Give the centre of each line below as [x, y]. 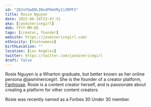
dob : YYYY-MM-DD [22, 28]
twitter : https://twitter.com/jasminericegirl [54, 55]
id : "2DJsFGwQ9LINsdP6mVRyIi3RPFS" [42, 10]
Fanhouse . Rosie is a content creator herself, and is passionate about [75, 85]
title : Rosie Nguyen [26, 14]
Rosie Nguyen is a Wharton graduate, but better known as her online [75, 74]
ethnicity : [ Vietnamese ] [31, 42]
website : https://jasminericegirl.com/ [46, 37]
